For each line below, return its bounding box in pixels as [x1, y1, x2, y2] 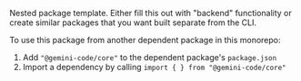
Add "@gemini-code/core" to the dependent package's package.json [22, 52, 277, 62]
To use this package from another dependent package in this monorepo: [9, 35, 281, 45]
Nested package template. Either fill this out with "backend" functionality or [9, 8, 293, 18]
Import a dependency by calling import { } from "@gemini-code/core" [22, 62, 286, 72]
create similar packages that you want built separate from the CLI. [9, 17, 257, 28]
